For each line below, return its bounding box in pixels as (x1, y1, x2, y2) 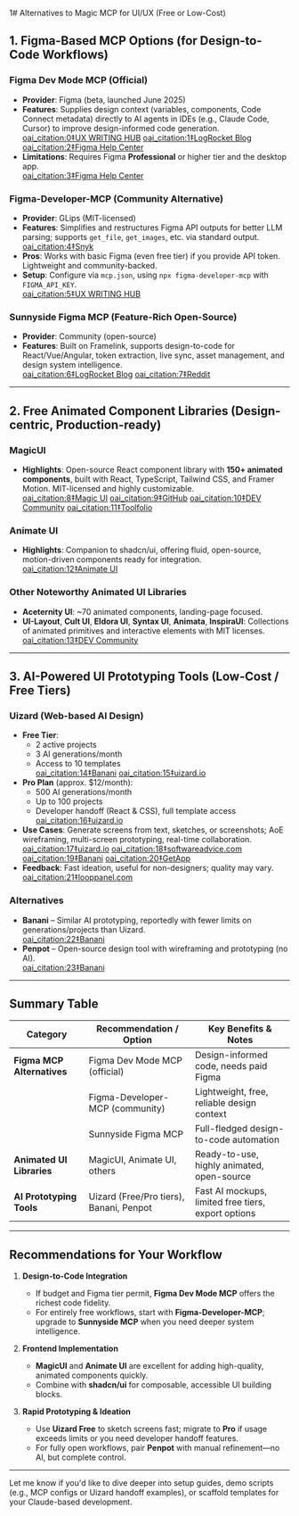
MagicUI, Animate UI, (88, 1154, 177, 1166)
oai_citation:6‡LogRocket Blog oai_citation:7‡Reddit (21, 369, 211, 380)
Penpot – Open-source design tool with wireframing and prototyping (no (21, 943, 288, 954)
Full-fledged (194, 1123, 248, 1135)
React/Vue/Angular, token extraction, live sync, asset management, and (21, 350, 285, 360)
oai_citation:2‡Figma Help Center (21, 142, 144, 153)
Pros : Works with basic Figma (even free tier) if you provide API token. (21, 250, 280, 261)
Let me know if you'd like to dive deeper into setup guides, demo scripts (9, 1478, 274, 1488)
